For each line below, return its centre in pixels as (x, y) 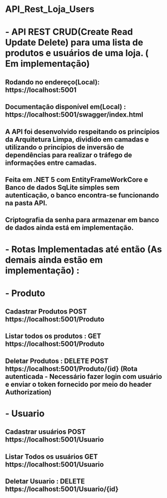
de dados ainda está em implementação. (69, 228)
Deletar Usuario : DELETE (45, 481)
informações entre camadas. (51, 163)
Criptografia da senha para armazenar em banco (82, 220)
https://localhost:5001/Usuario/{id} (62, 489)
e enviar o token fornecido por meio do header (79, 384)
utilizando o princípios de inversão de (65, 147)
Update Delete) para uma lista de (74, 43)
